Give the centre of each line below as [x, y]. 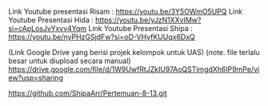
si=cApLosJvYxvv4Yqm [48, 28]
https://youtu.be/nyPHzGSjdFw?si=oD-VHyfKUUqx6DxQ [102, 37]
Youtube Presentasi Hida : [51, 20]
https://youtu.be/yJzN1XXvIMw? [148, 20]
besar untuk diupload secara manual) [70, 61]
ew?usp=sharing [36, 78]
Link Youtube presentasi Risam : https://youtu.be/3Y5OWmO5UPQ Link [125, 12]
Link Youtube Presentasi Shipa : [141, 28]
